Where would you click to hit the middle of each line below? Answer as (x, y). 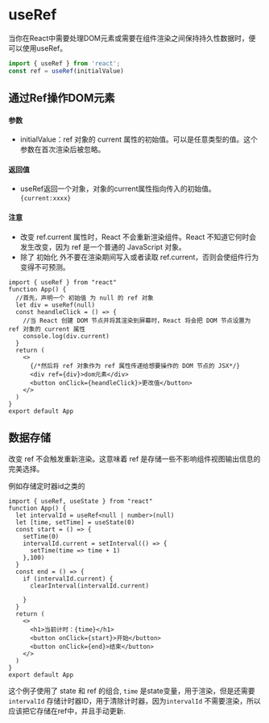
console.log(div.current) (66, 336)
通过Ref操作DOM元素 (62, 98)
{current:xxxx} (46, 199)
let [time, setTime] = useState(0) (75, 522)
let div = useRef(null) (55, 305)
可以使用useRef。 (37, 48)
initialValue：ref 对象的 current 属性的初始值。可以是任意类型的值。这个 (139, 139)
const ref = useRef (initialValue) (66, 71)
